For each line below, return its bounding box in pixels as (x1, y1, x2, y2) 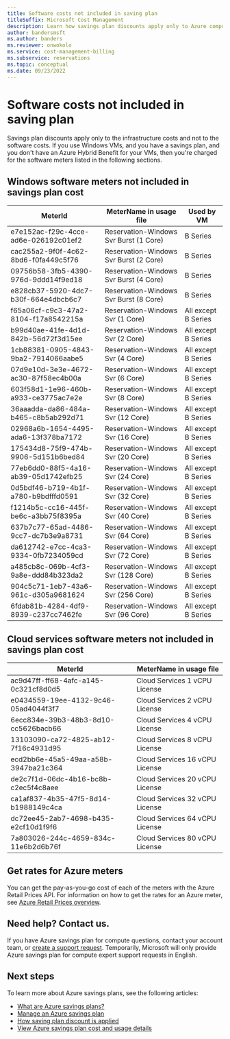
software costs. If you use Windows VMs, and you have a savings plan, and (7, 141, 220, 149)
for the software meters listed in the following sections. (7, 156, 162, 164)
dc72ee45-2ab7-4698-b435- (10, 814, 115, 823)
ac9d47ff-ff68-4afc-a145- (10, 676, 104, 685)
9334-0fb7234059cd (10, 551, 84, 561)
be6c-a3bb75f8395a (10, 511, 82, 521)
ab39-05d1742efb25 (10, 472, 83, 482)
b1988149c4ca (10, 803, 63, 812)
